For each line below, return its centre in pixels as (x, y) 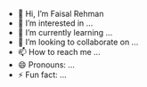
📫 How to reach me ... (59, 52)
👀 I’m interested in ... (55, 23)
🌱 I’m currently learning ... (65, 32)
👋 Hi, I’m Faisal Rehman (61, 14)
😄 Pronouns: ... (46, 65)
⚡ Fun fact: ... (42, 75)
